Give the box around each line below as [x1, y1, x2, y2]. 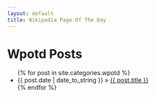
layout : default [7, 10, 54, 17]
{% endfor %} [17, 83, 57, 91]
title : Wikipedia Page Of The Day [7, 17, 107, 23]
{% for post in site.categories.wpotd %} [17, 69, 130, 77]
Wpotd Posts [7, 46, 83, 62]
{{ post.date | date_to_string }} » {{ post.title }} [17, 76, 149, 85]
